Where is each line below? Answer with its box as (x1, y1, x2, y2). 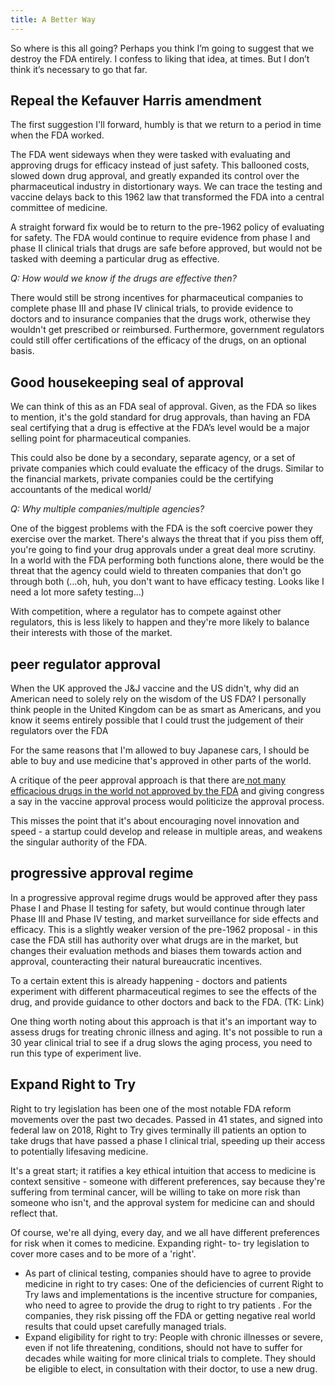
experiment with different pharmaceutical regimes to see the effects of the (10, 985, 317, 997)
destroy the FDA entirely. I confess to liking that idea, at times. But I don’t (10, 52, 310, 65)
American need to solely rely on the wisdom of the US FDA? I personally (10, 693, 307, 705)
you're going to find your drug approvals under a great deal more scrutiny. (10, 544, 317, 556)
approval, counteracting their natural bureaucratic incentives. (10, 955, 263, 967)
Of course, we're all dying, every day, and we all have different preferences (10, 1226, 320, 1238)
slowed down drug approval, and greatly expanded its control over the (10, 170, 300, 182)
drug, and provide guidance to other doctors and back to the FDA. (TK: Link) (10, 996, 325, 1008)
